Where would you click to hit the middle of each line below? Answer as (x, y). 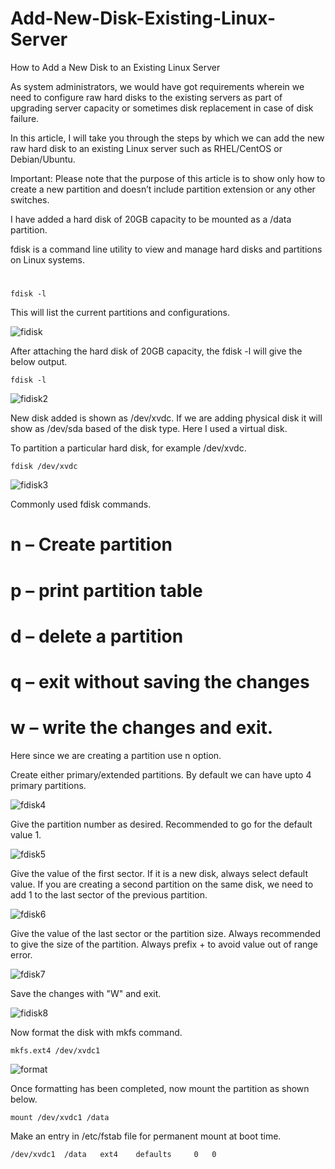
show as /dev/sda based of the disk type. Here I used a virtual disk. (149, 429)
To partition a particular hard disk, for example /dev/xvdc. (128, 448)
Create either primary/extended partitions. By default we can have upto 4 (161, 774)
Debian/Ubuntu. (43, 159)
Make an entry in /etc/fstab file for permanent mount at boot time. (146, 1136)
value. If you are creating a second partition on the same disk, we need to (162, 884)
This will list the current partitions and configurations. (120, 313)
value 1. (26, 834)
